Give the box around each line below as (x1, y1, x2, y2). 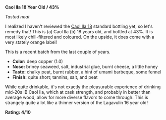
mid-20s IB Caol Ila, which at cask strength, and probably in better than (5, 89, 151, 95)
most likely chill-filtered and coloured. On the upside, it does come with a (5, 34, 155, 40)
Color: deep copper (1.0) (12, 59, 63, 64)
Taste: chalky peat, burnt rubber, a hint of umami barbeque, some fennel (12, 69, 162, 75)
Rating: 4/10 (5, 109, 31, 115)
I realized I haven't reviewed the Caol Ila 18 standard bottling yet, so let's (5, 23, 153, 29)
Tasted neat (5, 14, 30, 19)
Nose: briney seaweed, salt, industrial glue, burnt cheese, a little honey (12, 64, 158, 69)
